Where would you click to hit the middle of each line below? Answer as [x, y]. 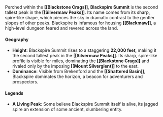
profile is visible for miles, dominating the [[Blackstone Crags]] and [81, 61]
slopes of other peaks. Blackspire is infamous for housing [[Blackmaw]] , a [81, 23]
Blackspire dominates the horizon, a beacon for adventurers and [78, 77]
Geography [17, 39]
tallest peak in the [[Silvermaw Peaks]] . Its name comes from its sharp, [78, 12]
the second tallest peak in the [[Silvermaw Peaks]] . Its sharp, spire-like [85, 56]
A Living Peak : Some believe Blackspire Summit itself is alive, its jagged [85, 104]
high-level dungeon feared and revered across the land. [62, 28]
